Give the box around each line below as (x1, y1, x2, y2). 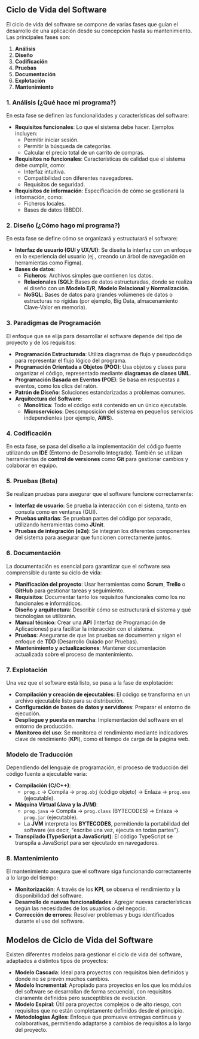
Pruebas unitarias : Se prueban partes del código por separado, (14, 515, 172, 522)
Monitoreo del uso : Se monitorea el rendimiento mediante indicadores (14, 728, 188, 736)
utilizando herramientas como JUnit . (14, 521, 105, 528)
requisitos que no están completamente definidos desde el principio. (14, 1007, 184, 1014)
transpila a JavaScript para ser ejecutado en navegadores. (14, 839, 160, 847)
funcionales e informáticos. (14, 600, 82, 607)
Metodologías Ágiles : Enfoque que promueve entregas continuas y (14, 1013, 181, 1021)
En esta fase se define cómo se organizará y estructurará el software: (6, 235, 178, 242)
